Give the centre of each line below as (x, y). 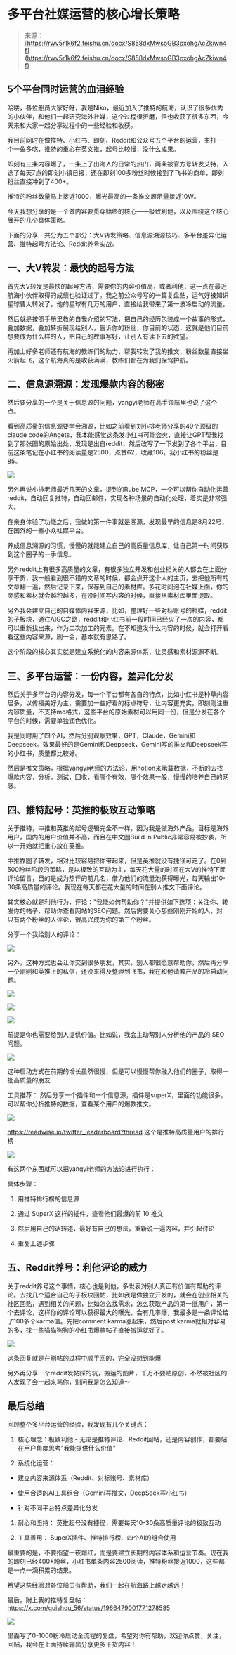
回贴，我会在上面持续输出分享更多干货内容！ (72, 1644)
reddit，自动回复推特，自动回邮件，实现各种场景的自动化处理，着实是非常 (114, 498)
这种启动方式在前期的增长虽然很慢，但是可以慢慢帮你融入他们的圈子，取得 (115, 1071)
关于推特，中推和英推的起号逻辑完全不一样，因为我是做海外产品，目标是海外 (118, 828)
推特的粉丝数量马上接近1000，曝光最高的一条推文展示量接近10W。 (104, 196)
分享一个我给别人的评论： (44, 934)
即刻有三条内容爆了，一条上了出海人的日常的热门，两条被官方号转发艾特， (115, 164)
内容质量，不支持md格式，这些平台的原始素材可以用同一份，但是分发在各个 (117, 712)
